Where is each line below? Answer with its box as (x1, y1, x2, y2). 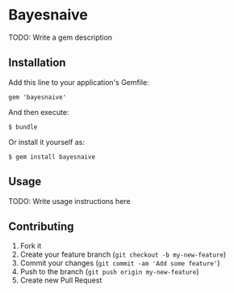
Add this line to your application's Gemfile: (8, 77, 149, 87)
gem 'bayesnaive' (8, 93, 67, 101)
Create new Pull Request (19, 275, 102, 285)
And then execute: (8, 107, 69, 117)
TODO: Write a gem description (8, 32, 113, 42)
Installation (8, 56, 66, 70)
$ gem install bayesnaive (8, 152, 95, 161)
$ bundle (8, 123, 38, 131)
